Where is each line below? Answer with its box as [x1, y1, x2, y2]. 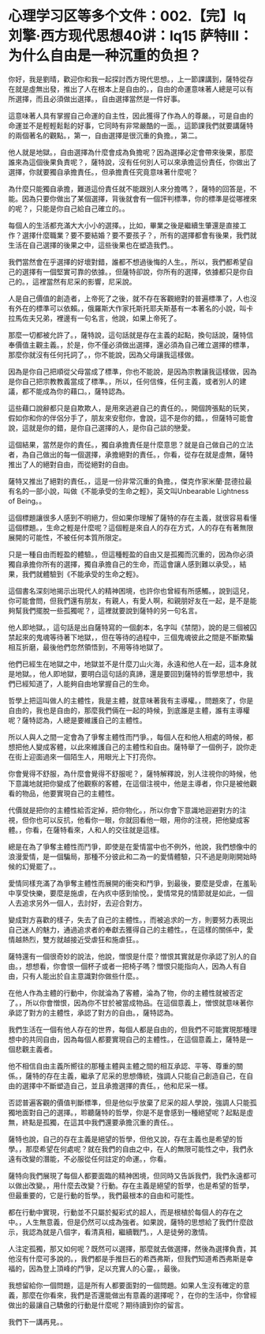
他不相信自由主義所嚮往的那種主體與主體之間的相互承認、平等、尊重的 [8, 1061, 237, 1071]
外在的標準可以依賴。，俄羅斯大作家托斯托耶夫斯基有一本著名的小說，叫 [14, 303, 247, 313]
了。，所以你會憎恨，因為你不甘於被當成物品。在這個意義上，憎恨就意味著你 [8, 997, 254, 1008]
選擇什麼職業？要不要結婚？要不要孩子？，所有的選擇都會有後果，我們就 [21, 230, 257, 239]
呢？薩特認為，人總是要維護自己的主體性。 [8, 715, 147, 725]
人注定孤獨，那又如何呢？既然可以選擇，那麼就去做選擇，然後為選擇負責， [8, 1244, 250, 1253]
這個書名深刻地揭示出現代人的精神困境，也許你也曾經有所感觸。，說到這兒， [8, 586, 254, 595]
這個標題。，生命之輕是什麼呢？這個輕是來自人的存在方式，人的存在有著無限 [8, 522, 254, 532]
